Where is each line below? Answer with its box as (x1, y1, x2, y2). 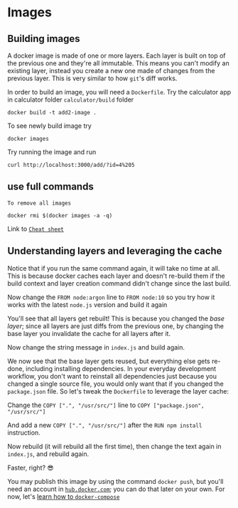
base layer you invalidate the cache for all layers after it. (7, 329, 171, 337)
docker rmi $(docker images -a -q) (7, 212, 113, 219)
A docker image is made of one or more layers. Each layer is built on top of (7, 51, 226, 60)
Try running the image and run (7, 148, 97, 156)
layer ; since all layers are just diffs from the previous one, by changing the (7, 321, 225, 330)
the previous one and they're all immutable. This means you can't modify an (7, 59, 229, 67)
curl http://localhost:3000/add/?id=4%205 (7, 161, 135, 168)
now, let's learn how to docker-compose (7, 492, 120, 501)
